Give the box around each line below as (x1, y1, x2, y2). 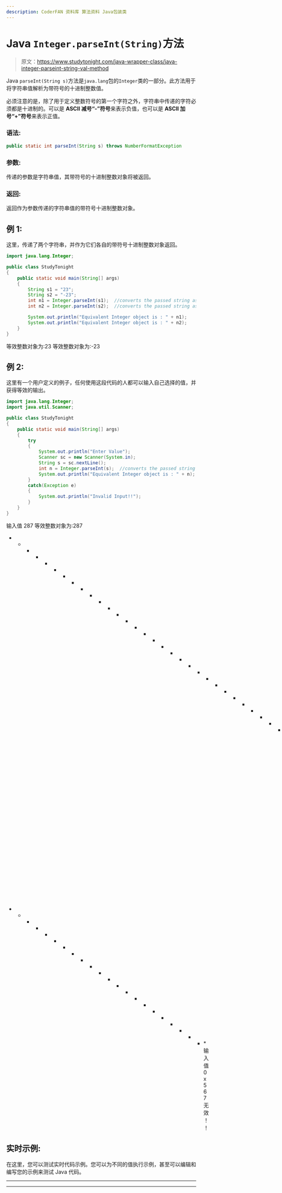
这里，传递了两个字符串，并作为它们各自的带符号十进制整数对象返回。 (6, 241, 181, 248)
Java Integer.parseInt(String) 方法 (6, 37, 184, 50)
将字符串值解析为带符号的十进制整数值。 (6, 84, 107, 92)
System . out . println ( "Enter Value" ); (38, 449, 131, 455)
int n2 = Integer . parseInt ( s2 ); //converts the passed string (28, 303, 190, 309)
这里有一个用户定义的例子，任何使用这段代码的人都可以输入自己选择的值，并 (6, 379, 196, 386)
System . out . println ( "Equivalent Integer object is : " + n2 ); (28, 319, 187, 326)
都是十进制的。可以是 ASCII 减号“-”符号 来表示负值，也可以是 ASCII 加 (11, 105, 186, 112)
